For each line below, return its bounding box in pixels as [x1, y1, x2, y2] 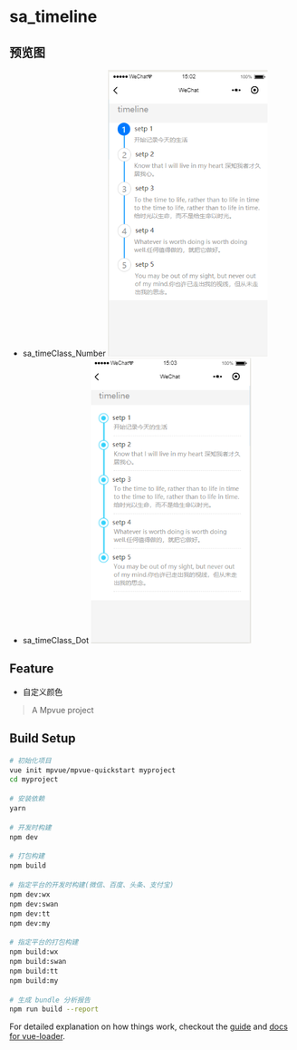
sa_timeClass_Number [22, 348, 107, 358]
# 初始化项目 [9, 756, 52, 765]
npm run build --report [9, 1005, 100, 1014]
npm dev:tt [9, 909, 51, 918]
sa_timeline [9, 6, 98, 27]
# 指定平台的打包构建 [9, 937, 79, 947]
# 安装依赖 [9, 794, 45, 804]
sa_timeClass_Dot [22, 635, 90, 645]
